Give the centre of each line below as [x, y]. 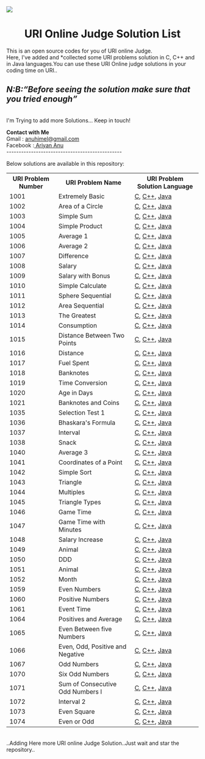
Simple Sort [75, 472]
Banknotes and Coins [89, 402]
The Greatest [77, 316]
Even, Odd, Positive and [92, 646]
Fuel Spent [74, 363]
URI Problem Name [94, 182]
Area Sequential [81, 305]
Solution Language [165, 186]
